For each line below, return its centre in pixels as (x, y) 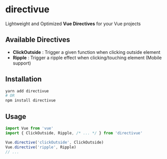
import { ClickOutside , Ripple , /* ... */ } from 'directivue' (74, 133)
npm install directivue (31, 101)
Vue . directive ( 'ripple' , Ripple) (41, 147)
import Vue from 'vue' (29, 128)
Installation (23, 79)
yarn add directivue (27, 91)
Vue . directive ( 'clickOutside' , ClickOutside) (54, 142)
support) (22, 63)
